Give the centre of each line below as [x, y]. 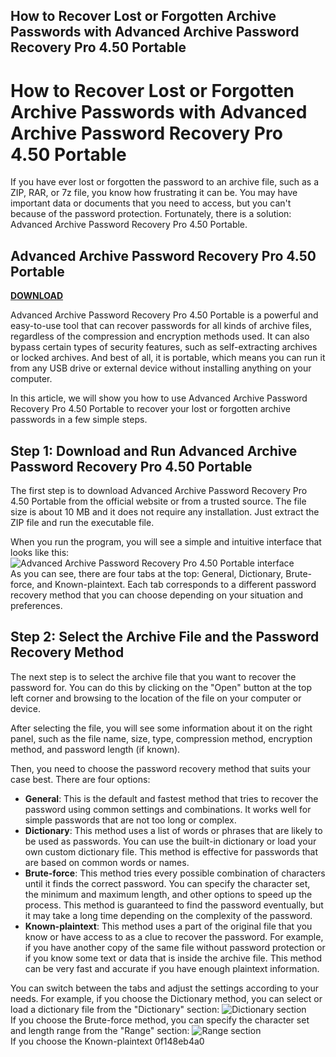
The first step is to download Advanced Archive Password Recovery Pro [159, 490]
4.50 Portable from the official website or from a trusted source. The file [158, 501]
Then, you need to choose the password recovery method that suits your [160, 768]
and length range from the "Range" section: [100, 1030]
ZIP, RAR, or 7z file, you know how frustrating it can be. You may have [154, 193]
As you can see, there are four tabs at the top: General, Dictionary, [147, 573]
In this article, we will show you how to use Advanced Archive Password [159, 398]
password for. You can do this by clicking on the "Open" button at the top [161, 687]
